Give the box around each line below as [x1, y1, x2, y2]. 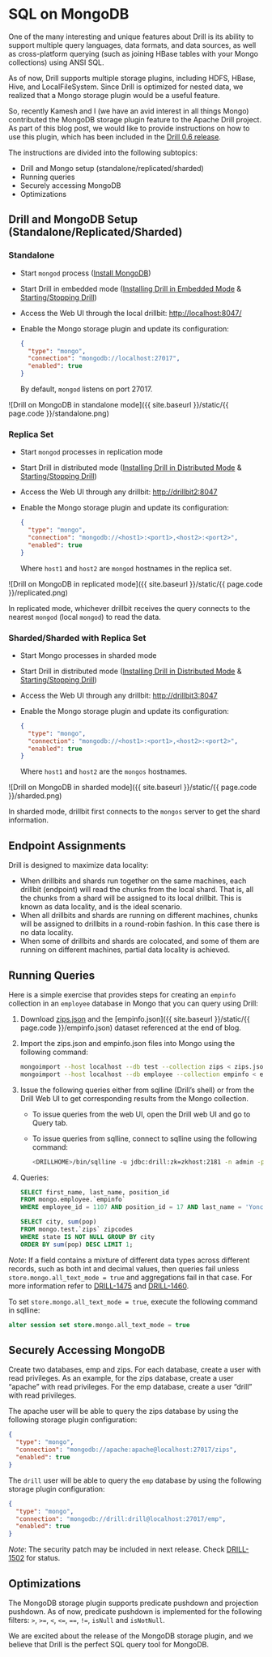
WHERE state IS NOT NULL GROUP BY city [19, 1232, 155, 1241]
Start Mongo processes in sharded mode [19, 650, 157, 660]
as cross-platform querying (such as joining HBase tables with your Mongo [8, 49, 259, 58]
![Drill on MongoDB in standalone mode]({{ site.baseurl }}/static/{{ [8, 400, 229, 409]
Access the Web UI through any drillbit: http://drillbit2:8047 [19, 487, 218, 497]
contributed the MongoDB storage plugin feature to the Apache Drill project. [8, 114, 261, 124]
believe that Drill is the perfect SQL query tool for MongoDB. [8, 1639, 209, 1649]
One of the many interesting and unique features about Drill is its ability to [8, 32, 254, 41]
